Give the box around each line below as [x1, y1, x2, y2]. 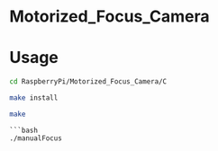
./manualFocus [9, 133, 63, 143]
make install [9, 93, 59, 102]
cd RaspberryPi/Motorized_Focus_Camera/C [9, 77, 168, 86]
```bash [9, 126, 39, 135]
